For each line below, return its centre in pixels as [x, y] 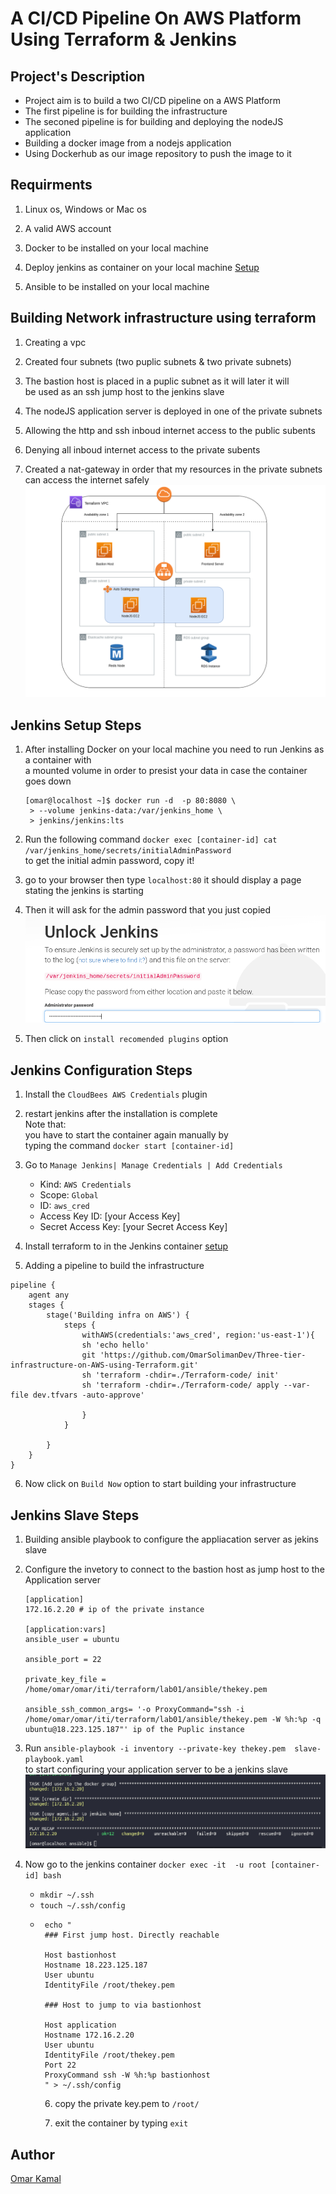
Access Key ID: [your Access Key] [110, 1216]
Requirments [51, 185]
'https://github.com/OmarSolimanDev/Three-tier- [203, 1355]
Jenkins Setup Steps [76, 725]
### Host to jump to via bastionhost [123, 2005]
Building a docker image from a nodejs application [128, 143]
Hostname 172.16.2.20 [89, 2035]
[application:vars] [65, 1630]
